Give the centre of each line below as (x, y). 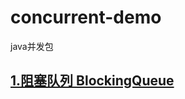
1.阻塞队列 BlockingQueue (92, 81)
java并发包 (32, 46)
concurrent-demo (86, 17)
